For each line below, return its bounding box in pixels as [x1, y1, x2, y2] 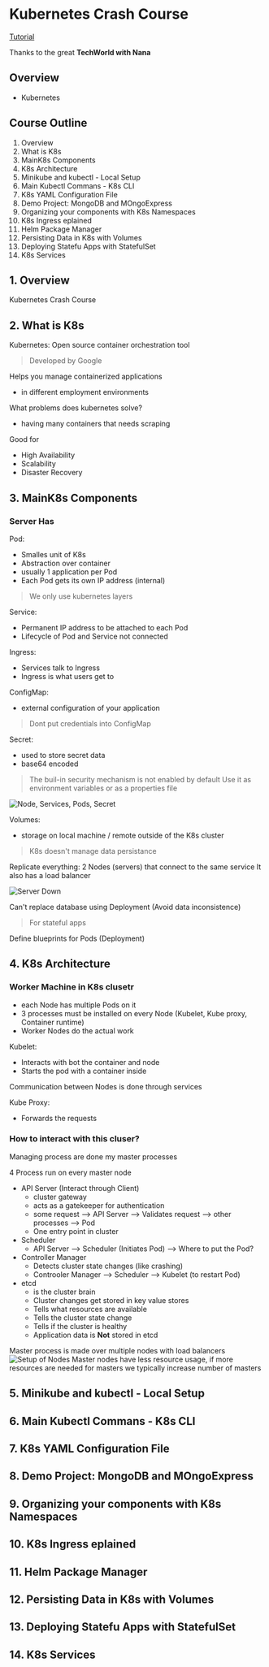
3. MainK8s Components [9, 491, 138, 504]
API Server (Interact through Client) [20, 1183, 140, 1193]
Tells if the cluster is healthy [33, 1321, 128, 1331]
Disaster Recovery [20, 468, 83, 478]
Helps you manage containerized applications [9, 371, 163, 382]
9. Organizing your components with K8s [9, 1496, 222, 1511]
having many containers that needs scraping [20, 419, 171, 429]
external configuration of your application [20, 703, 161, 712]
